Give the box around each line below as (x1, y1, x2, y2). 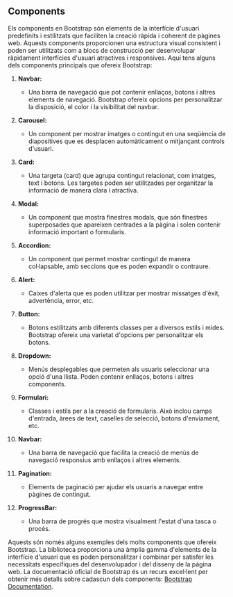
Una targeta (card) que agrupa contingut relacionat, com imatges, (28, 171, 216, 179)
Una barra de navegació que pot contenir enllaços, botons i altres (28, 88, 216, 96)
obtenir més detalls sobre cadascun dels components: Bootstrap (8, 575, 193, 583)
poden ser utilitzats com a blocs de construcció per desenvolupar (8, 46, 196, 54)
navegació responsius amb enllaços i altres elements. (28, 455, 182, 464)
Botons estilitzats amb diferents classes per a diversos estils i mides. (28, 323, 225, 332)
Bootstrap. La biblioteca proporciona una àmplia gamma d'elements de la (8, 545, 217, 553)
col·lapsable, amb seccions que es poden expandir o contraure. (28, 262, 211, 270)
